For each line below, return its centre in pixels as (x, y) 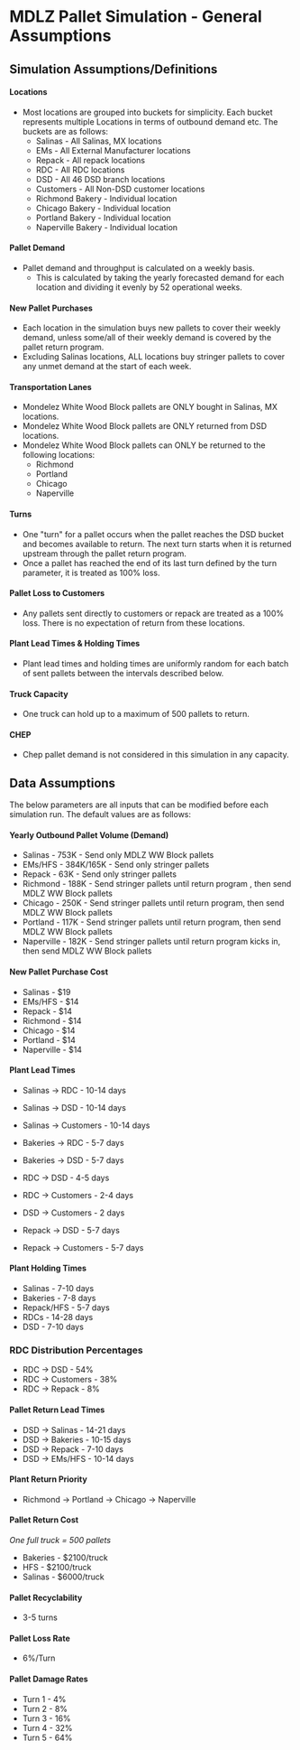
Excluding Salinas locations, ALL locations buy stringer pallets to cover (154, 357)
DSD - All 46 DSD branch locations (100, 179)
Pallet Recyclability (46, 1597)
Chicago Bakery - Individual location (103, 208)
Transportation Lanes (50, 386)
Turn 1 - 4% (44, 1699)
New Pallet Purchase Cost (59, 972)
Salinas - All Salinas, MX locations (99, 141)
